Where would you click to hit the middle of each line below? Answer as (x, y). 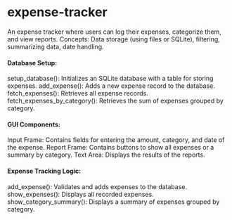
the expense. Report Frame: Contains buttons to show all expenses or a (111, 148)
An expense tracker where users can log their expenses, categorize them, (114, 32)
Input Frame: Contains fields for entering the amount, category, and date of (116, 140)
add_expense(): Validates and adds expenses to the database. (97, 186)
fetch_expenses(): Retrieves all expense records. (78, 93)
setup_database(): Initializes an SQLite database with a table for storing (110, 79)
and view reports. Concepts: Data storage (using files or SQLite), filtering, (114, 39)
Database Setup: (32, 63)
